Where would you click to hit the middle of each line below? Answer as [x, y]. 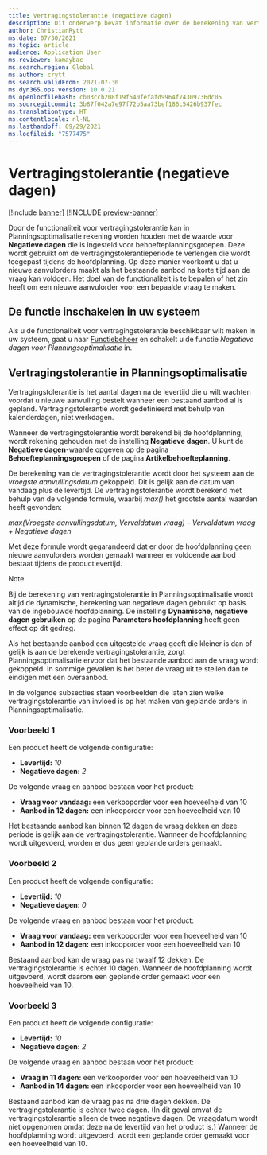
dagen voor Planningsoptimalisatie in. [70, 348]
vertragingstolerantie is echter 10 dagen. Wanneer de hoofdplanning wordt [130, 968]
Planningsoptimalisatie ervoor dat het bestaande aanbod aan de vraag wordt [133, 660]
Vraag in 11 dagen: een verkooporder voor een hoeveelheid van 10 [129, 1078]
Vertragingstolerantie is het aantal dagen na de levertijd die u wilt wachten [130, 392]
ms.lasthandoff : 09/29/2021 [55, 126]
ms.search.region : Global [51, 68]
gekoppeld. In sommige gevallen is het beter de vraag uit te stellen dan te [128, 669]
